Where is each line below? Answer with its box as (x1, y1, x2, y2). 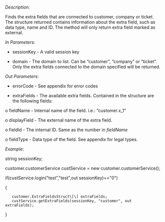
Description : (5, 4, 30, 10)
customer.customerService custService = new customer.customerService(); (5, 165, 161, 171)
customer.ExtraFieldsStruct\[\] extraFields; (11, 194, 108, 199)
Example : (5, 146, 24, 152)
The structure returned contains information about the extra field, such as (5, 19, 156, 25)
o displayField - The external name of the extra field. (5, 117, 112, 123)
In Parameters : (5, 39, 36, 45)
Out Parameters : (5, 74, 39, 79)
